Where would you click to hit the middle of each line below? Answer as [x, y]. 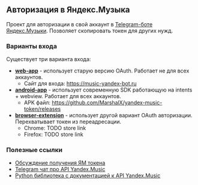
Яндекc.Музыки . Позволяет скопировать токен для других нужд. [90, 31]
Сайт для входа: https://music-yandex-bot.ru [80, 84]
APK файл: [37, 103]
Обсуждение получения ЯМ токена [60, 163]
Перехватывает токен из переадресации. [68, 122]
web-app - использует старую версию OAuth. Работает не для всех [102, 71]
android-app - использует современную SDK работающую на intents [103, 90]
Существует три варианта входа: [49, 59]
